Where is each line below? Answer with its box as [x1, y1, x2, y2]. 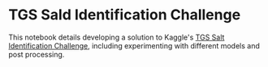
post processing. [8, 49, 65, 59]
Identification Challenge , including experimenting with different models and [8, 40, 260, 50]
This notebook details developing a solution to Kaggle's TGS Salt [8, 32, 225, 42]
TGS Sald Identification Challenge [8, 6, 241, 24]
